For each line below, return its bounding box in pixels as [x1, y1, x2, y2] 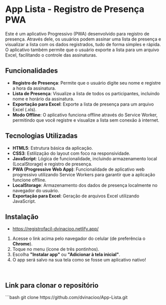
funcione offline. [12, 177, 46, 183]
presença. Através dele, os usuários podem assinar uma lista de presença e [5, 36, 161, 42]
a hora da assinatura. [12, 85, 56, 91]
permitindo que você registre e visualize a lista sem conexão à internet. [12, 117, 159, 123]
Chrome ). [12, 241, 33, 247]
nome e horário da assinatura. [12, 96, 74, 102]
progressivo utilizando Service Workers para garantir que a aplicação [12, 171, 155, 177]
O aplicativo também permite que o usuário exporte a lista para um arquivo [5, 47, 159, 53]
